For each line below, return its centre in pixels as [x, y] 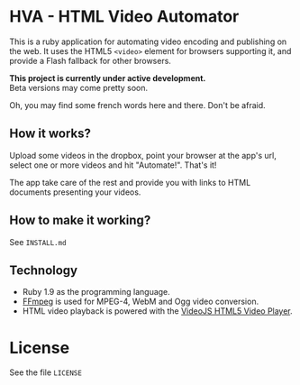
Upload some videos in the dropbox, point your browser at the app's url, [143, 155]
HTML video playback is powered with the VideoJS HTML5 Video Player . [157, 311]
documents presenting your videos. [75, 192]
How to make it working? [80, 220]
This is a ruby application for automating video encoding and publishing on [148, 41]
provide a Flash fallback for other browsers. [90, 60]
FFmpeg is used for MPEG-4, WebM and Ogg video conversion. [141, 302]
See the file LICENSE [46, 372]
